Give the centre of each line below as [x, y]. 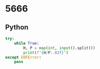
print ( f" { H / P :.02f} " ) [46, 52]
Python [17, 27]
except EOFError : [23, 57]
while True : [27, 43]
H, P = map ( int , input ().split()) [59, 48]
